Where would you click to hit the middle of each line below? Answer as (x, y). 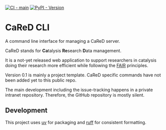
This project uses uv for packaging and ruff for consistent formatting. (76, 122)
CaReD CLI (27, 28)
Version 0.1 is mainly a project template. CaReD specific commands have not (83, 75)
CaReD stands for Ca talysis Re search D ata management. (63, 50)
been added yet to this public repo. (41, 80)
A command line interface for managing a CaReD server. (63, 41)
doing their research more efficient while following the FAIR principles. (77, 65)
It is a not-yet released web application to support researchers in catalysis (81, 60)
